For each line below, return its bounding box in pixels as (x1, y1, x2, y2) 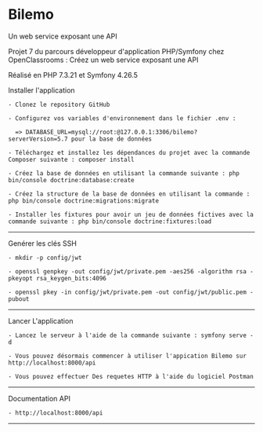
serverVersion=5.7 (8, 135, 68, 143)
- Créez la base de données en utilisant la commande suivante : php (8, 169, 240, 178)
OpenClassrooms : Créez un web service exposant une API (8, 55, 199, 64)
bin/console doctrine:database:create (8, 176, 135, 184)
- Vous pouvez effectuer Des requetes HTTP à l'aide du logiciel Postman (8, 372, 254, 380)
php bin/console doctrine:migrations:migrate (8, 196, 159, 205)
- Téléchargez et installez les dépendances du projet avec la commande (8, 148, 250, 156)
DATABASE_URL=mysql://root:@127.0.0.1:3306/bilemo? (25, 128, 198, 136)
